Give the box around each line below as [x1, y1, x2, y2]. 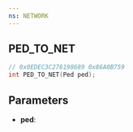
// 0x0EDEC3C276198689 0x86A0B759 [8, 63, 126, 71]
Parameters [8, 93, 69, 107]
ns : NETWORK [8, 11, 49, 20]
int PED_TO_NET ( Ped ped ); [8, 70, 96, 79]
